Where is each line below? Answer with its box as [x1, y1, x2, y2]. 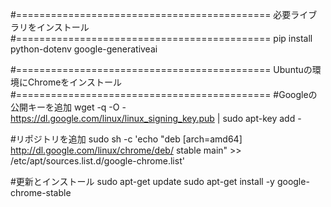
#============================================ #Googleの [10, 89, 318, 100]
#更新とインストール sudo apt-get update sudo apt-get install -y [10, 176, 275, 187]
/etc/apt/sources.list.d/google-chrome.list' [10, 155, 185, 167]
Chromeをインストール [27, 76, 123, 88]
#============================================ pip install [10, 33, 313, 44]
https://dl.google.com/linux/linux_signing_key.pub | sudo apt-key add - [10, 113, 302, 124]
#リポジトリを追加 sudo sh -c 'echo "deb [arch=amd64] [10, 133, 243, 145]
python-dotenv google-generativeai [10, 43, 158, 55]
